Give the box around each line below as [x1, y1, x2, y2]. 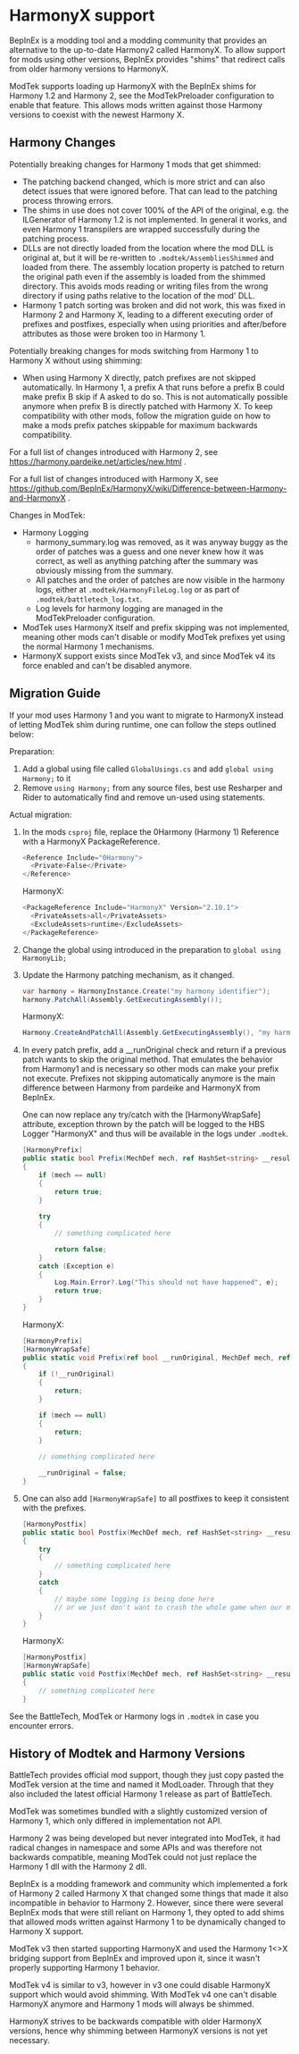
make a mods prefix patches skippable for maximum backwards [21, 419, 258, 430]
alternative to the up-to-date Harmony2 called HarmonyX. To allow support [9, 44, 286, 55]
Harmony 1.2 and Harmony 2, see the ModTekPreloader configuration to [9, 90, 275, 101]
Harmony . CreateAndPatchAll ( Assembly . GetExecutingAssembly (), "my [21, 1029, 270, 1038]
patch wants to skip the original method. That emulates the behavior [21, 1054, 274, 1065]
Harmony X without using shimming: [9, 355, 143, 366]
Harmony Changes [9, 135, 116, 150]
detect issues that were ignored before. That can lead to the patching [21, 185, 278, 197]
